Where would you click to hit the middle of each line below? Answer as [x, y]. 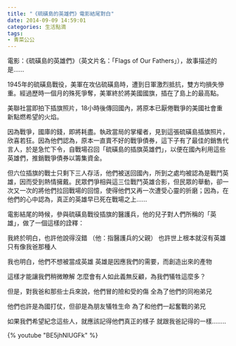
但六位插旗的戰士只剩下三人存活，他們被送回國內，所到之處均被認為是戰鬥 [115, 173]
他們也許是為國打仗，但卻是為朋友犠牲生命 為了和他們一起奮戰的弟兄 [106, 307]
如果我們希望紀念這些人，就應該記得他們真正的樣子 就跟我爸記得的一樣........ [117, 321]
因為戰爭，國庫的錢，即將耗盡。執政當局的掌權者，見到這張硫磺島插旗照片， [118, 132]
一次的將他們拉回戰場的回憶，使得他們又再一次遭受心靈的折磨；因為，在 [124, 191]
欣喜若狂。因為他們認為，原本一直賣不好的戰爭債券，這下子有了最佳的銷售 [115, 140]
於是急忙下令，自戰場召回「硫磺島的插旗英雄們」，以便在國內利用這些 [126, 149]
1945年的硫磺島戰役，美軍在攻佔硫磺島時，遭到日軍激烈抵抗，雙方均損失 [113, 84]
